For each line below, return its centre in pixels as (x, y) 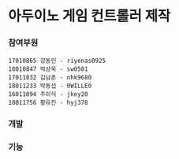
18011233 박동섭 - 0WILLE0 (50, 86)
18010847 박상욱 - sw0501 (48, 69)
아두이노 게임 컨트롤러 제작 (89, 16)
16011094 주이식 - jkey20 (48, 94)
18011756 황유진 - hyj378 (48, 103)
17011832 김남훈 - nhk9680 (50, 78)
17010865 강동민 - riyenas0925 (57, 61)
